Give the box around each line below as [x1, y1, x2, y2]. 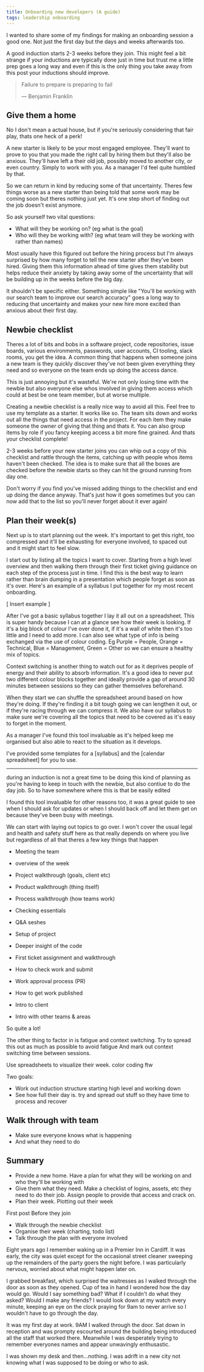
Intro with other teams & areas [15, 1012, 91, 1020]
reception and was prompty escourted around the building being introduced [6, 1328, 197, 1335]
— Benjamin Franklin [21, 92, 73, 100]
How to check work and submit [15, 966, 93, 973]
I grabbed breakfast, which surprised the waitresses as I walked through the [6, 1277, 197, 1284]
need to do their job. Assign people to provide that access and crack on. [15, 1191, 196, 1199]
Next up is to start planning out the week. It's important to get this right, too [6, 531, 195, 538]
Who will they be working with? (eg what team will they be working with [15, 232, 194, 239]
